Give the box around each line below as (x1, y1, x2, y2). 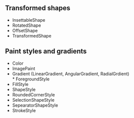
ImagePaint (12, 65, 35, 71)
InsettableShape (12, 17, 46, 23)
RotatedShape (12, 22, 41, 28)
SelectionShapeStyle (12, 97, 55, 103)
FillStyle (12, 81, 28, 87)
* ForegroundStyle (12, 76, 50, 82)
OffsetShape (12, 27, 38, 34)
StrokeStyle (12, 107, 36, 113)
